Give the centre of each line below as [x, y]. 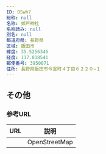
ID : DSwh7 [19, 12]
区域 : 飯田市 [20, 46]
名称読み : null [24, 29]
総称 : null [19, 18]
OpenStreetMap [50, 142]
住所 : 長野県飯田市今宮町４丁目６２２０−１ [54, 69]
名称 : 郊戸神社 [23, 23]
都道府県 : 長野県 [25, 40]
